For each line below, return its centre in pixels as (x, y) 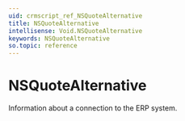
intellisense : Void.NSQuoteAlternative (76, 31)
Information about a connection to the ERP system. (93, 108)
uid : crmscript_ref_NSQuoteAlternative (76, 16)
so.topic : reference (43, 46)
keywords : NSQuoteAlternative (59, 38)
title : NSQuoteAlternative (54, 23)
